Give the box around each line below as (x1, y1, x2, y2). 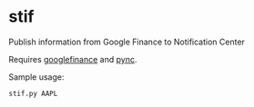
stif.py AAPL (8, 89, 58, 98)
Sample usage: (8, 71, 65, 83)
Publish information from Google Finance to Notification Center (8, 36, 245, 47)
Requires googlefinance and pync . (8, 53, 137, 64)
